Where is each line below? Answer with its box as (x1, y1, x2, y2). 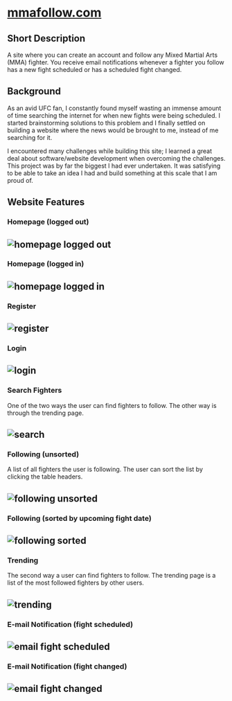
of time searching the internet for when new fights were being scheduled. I (7, 111, 220, 119)
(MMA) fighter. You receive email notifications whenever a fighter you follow (7, 58, 224, 66)
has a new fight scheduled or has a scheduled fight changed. (7, 66, 182, 73)
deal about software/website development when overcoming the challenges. (7, 154, 226, 162)
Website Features (7, 196, 85, 208)
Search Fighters (7, 386, 62, 396)
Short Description (7, 33, 86, 44)
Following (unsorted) (7, 450, 80, 459)
